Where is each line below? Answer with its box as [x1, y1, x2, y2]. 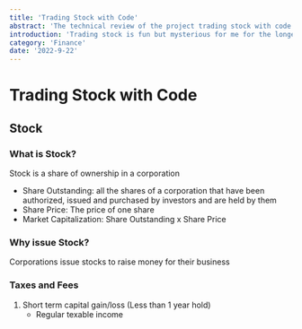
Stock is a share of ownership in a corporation [9, 168, 181, 178]
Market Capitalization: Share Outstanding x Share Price [22, 214, 226, 224]
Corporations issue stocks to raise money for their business [9, 256, 231, 267]
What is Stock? [9, 147, 76, 160]
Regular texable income [35, 308, 124, 319]
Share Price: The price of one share [22, 204, 155, 215]
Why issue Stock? [9, 236, 90, 248]
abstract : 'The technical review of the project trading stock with [9, 22, 271, 30]
